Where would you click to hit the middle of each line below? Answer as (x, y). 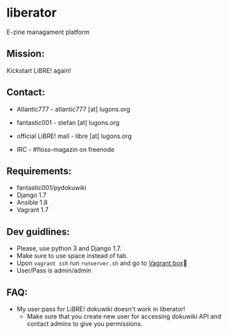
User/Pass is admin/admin (54, 270)
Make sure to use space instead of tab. (72, 256)
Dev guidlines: (38, 231)
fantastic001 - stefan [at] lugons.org (68, 122)
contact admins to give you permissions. (85, 324)
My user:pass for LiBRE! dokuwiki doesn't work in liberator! (101, 309)
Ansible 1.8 (32, 203)
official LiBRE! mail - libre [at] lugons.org (74, 136)
